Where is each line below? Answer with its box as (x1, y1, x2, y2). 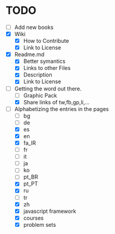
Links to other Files (23, 65, 71, 72)
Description (23, 71, 52, 78)
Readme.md (14, 51, 45, 58)
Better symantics (23, 58, 66, 65)
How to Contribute (23, 37, 70, 45)
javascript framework (23, 207, 76, 215)
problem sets (23, 221, 57, 228)
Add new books (14, 24, 54, 31)
